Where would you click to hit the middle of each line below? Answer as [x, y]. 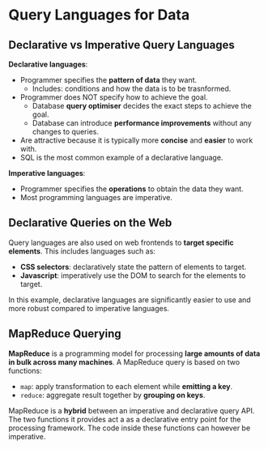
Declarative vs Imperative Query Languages [121, 45]
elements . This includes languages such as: [82, 251]
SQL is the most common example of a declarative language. [121, 157]
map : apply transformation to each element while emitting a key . [126, 386]
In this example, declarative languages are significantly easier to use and [130, 299]
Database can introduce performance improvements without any [142, 123]
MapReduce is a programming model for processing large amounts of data [134, 353]
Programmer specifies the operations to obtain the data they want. [132, 189]
